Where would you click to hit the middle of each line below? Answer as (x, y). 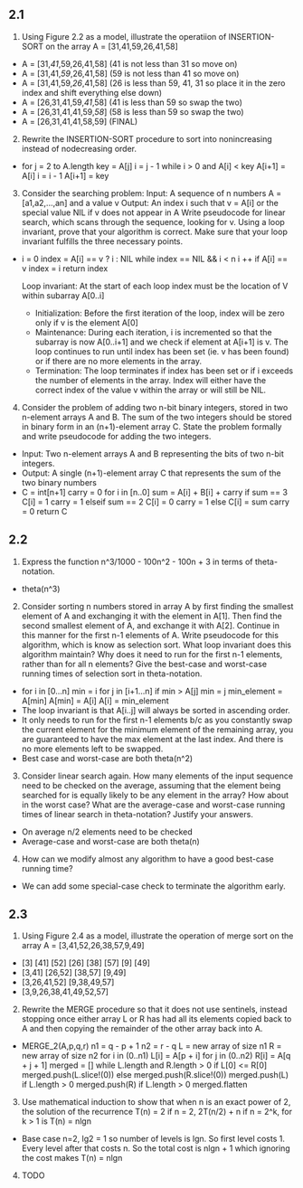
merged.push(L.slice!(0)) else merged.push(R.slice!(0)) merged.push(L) (155, 1075)
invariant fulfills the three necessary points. (102, 241)
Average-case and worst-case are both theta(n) (110, 841)
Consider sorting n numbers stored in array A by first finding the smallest (157, 606)
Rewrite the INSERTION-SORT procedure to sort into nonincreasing (147, 138)
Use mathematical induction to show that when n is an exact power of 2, (156, 1102)
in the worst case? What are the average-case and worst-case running (153, 805)
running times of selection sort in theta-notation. (112, 674)
